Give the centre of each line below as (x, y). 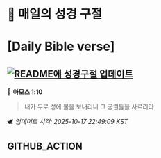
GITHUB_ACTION (45, 146)
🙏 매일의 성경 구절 (55, 14)
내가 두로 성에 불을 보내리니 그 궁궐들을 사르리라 (89, 107)
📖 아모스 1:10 (25, 92)
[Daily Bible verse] (61, 47)
